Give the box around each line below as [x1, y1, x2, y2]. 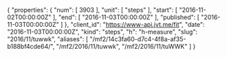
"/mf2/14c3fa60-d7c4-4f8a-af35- [89, 35, 186, 43]
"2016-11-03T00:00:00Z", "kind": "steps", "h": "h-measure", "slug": [7, 27, 198, 36]
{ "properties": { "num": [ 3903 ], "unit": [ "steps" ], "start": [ [7, 6, 177, 14]
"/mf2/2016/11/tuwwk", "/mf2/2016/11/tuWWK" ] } [56, 43, 196, 50]
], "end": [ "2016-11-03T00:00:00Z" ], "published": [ [52, 13, 199, 21]
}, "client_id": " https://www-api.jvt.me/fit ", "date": [64, 21, 205, 28]
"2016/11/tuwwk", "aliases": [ [7, 35, 89, 43]
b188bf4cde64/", [7, 43, 55, 50]
